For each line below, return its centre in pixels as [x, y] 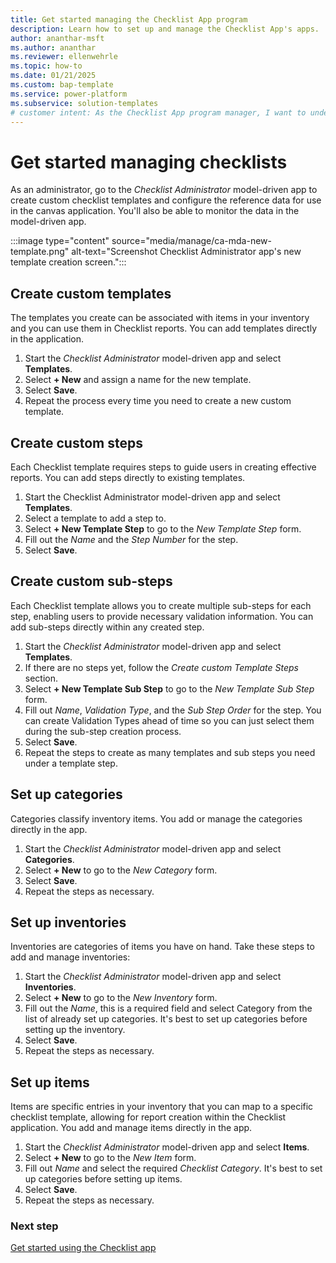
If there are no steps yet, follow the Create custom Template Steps [161, 667]
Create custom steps [76, 442]
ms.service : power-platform [69, 94]
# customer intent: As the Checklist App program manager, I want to [158, 112]
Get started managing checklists [149, 162]
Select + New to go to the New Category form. [121, 870]
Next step [34, 1226]
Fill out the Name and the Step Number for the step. [131, 539]
